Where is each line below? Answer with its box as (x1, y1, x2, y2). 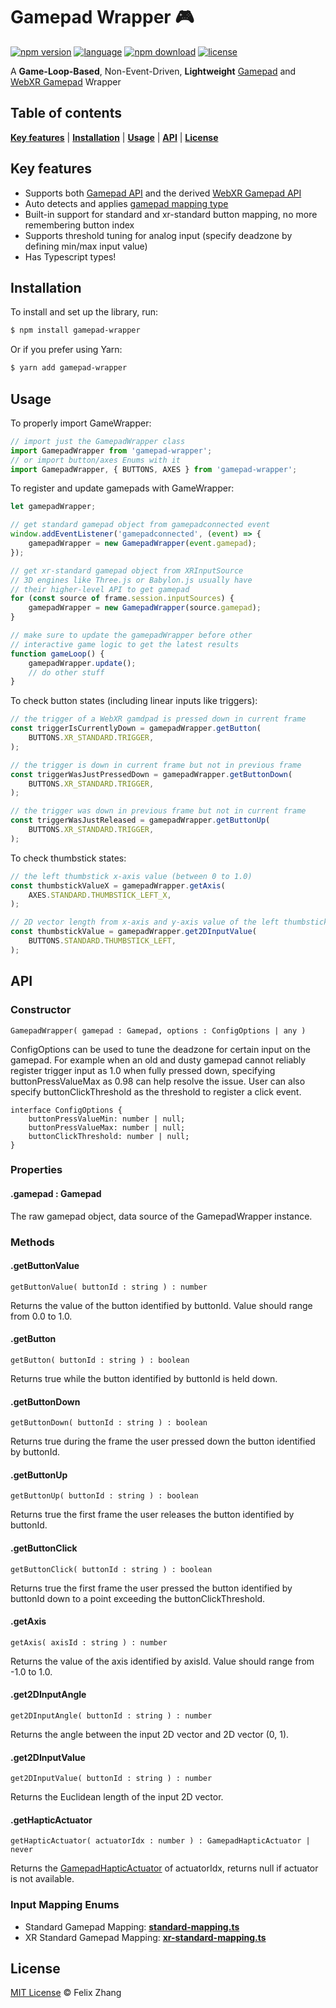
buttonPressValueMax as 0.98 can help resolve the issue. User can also (10, 1075, 306, 1087)
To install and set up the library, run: (10, 306, 159, 318)
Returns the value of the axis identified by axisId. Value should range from (10, 1655, 315, 1667)
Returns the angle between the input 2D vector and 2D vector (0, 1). (10, 1728, 290, 1740)
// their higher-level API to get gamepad (10, 584, 190, 594)
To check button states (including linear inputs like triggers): (10, 695, 258, 707)
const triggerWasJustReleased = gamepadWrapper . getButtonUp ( (10, 815, 271, 826)
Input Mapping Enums (10, 1898, 120, 1912)
